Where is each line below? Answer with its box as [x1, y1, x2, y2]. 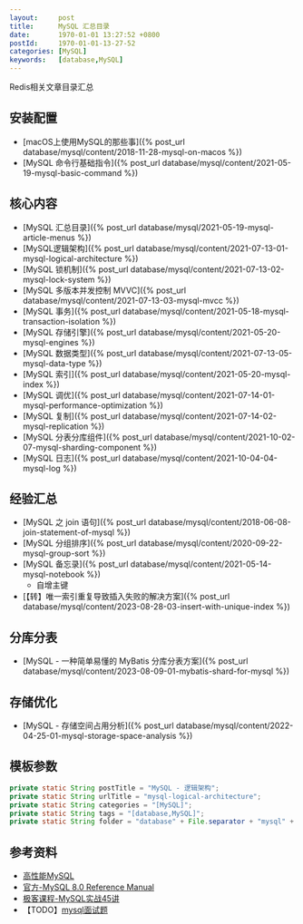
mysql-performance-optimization [22, 400, 148, 411]
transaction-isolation [22, 316, 101, 326]
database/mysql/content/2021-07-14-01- [122, 389, 276, 400]
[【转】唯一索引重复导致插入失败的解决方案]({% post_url [22, 591, 230, 602]
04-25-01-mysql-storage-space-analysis [22, 731, 177, 742]
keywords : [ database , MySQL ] [9, 55, 124, 64]
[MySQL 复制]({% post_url [22, 410, 121, 422]
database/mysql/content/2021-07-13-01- [135, 242, 288, 254]
